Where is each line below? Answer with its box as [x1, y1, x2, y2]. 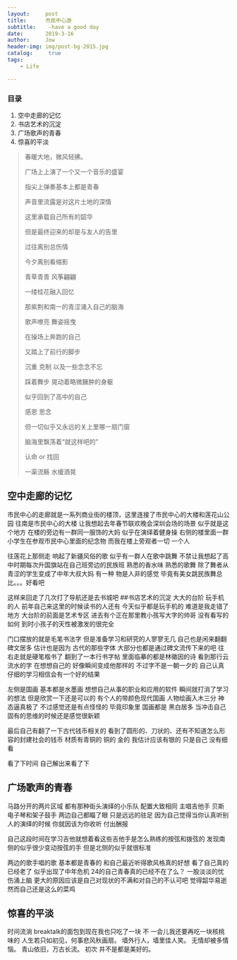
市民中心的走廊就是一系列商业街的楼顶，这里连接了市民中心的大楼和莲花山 [7, 510, 224, 519]
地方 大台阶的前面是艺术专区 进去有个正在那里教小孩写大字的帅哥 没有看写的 [7, 611, 229, 619]
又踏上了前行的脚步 [24, 347, 81, 356]
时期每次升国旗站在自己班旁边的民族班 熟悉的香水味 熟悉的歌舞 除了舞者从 [13, 560, 229, 569]
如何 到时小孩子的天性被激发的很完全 [7, 619, 114, 628]
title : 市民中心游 [7, 17, 72, 24]
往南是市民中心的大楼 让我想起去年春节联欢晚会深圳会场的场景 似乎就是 [15, 519, 223, 527]
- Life [20, 63, 39, 70]
